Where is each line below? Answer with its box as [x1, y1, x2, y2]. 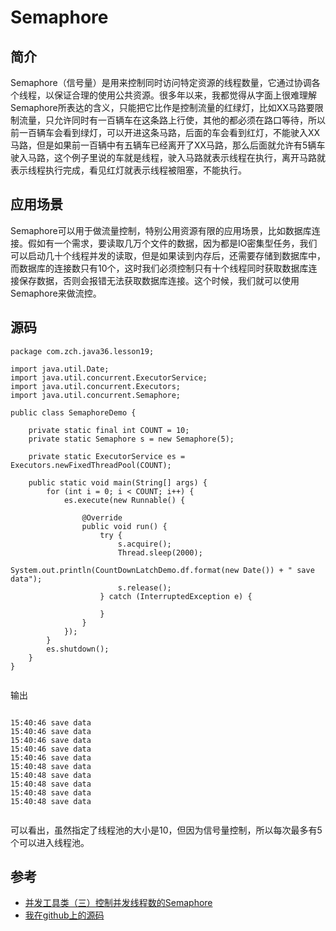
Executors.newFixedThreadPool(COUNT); [10, 460, 172, 470]
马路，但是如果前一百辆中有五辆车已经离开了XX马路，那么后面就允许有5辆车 [10, 139, 326, 151]
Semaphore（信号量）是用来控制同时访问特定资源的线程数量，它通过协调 [10, 77, 312, 88]
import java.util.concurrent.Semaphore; [10, 390, 182, 400]
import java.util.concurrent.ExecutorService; [10, 372, 208, 383]
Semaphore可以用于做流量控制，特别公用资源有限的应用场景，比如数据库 [10, 224, 312, 236]
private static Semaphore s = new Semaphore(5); [28, 434, 235, 444]
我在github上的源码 [24, 909, 105, 921]
